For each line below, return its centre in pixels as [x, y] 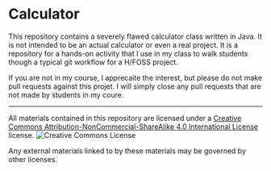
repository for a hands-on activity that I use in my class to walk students [128, 53]
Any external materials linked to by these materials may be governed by [127, 151]
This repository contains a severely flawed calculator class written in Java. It [135, 36]
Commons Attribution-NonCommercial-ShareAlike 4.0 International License [133, 127]
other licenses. [33, 159]
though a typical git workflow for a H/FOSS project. [94, 62]
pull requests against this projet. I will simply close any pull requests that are [135, 86]
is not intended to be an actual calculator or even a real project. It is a [123, 44]
